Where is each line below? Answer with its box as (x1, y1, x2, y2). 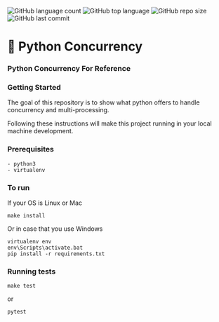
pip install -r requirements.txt (7, 250, 105, 257)
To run (7, 182, 30, 192)
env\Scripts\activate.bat (7, 244, 83, 251)
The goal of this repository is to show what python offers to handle (7, 98, 200, 107)
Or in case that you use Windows (7, 224, 103, 233)
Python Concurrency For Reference (7, 64, 131, 74)
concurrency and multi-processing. (7, 106, 109, 114)
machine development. (7, 127, 74, 135)
